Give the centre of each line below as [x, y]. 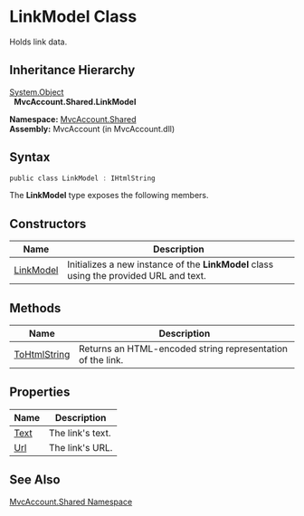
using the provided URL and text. [137, 276]
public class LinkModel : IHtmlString [82, 178]
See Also [35, 480]
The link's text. [80, 433]
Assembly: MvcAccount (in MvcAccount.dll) [92, 129]
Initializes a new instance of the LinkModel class [171, 264]
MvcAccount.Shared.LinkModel [75, 101]
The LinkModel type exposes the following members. [109, 196]
